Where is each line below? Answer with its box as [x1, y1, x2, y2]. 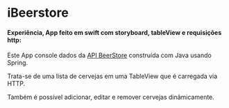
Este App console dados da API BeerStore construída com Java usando [7, 51, 212, 60]
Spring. [7, 59, 28, 67]
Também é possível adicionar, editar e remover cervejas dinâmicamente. [7, 93, 215, 102]
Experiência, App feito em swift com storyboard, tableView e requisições [7, 28, 222, 36]
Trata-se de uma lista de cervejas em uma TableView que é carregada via [7, 72, 218, 81]
